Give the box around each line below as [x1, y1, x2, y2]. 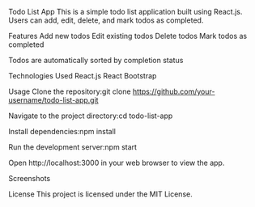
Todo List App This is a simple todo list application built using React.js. [8, 7, 243, 16]
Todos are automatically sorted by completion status [8, 56, 184, 65]
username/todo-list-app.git [8, 95, 99, 104]
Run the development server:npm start [8, 142, 138, 152]
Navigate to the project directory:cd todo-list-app [8, 111, 173, 120]
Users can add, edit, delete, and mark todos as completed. [8, 15, 204, 25]
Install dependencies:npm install [8, 127, 116, 136]
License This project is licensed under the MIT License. [8, 189, 193, 199]
